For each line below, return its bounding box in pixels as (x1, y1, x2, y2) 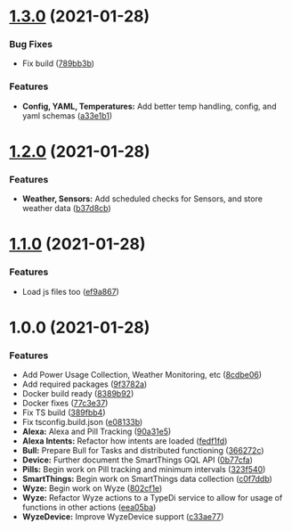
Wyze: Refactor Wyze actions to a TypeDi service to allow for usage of (21, 493, 283, 503)
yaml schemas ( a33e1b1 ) (21, 110, 113, 121)
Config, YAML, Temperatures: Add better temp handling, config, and (21, 101, 277, 111)
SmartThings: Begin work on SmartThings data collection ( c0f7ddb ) (21, 474, 273, 485)
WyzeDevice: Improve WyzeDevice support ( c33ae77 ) (21, 511, 224, 522)
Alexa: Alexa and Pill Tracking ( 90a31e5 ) (21, 426, 172, 437)
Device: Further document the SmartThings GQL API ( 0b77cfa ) (21, 454, 254, 465)
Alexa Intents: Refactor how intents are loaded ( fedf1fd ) (21, 436, 228, 446)
